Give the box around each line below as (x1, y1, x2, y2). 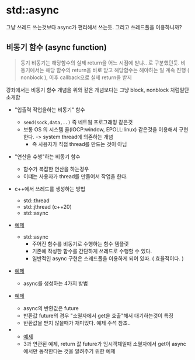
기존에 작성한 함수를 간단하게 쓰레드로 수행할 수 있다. (32, 247, 152, 254)
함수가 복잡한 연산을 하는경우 (23, 165, 89, 172)
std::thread (23, 197, 50, 204)
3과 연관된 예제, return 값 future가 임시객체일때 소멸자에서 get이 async (23, 340, 187, 347)
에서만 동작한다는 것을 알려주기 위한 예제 (23, 347, 116, 355)
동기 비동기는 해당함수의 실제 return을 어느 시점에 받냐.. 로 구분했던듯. (20, 59, 180, 66)
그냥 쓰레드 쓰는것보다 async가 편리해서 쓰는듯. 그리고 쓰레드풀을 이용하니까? (6, 23, 182, 30)
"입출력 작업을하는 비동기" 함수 (14, 106, 86, 113)
